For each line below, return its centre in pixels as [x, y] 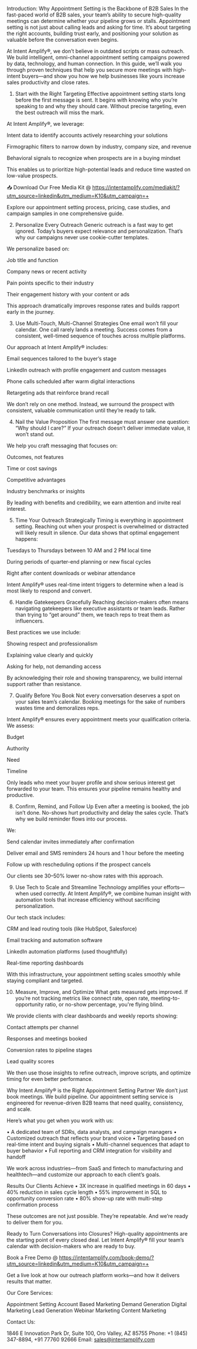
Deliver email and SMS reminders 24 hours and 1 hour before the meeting [95, 853]
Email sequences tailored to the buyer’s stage [62, 359]
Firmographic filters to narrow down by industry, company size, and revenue [99, 147]
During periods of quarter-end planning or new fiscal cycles [79, 562]
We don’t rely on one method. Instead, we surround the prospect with [91, 404]
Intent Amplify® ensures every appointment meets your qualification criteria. [99, 719]
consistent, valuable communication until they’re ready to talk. [81, 410]
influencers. [30, 621]
